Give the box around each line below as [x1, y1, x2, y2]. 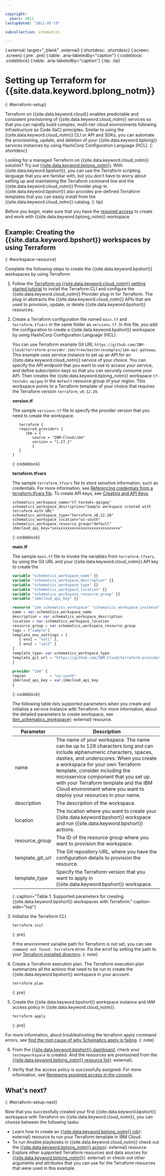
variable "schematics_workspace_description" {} [12, 578, 114, 583]
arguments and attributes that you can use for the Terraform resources [12, 1160, 156, 1166]
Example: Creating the [5, 228, 75, 236]
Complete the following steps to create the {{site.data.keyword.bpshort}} [5, 266, 153, 272]
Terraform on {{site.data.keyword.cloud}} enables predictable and [5, 111, 139, 117]
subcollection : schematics [5, 29, 60, 34]
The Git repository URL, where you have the [56, 848, 157, 855]
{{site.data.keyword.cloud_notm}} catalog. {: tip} [5, 199, 103, 205]
